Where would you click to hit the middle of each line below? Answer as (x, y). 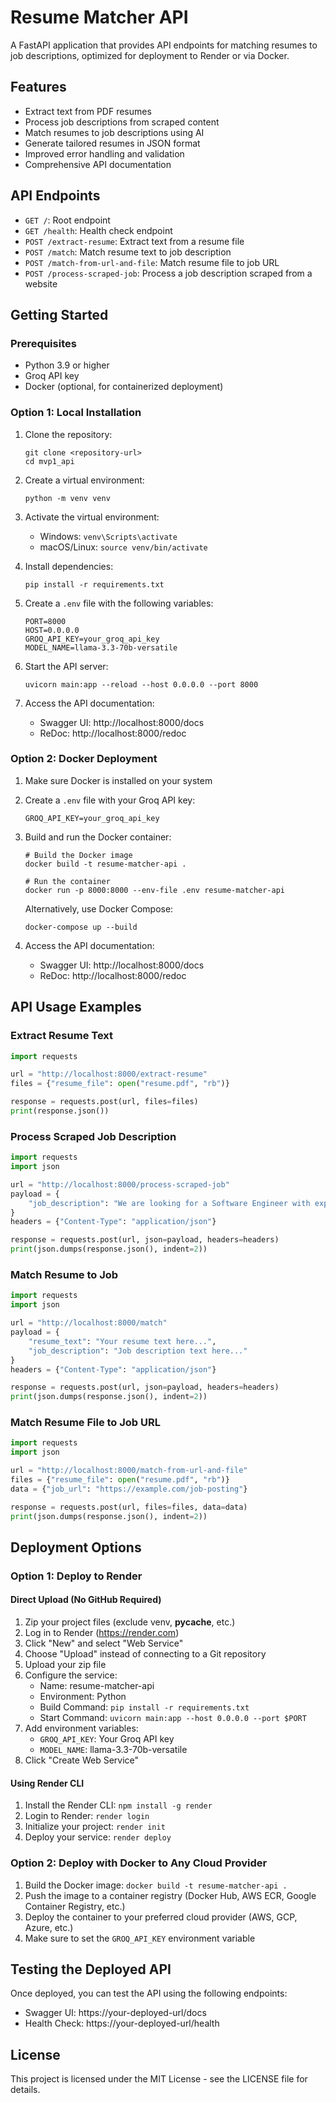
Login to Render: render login (87, 1816)
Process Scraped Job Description (93, 1136)
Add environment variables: (81, 1728)
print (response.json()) (60, 1111)
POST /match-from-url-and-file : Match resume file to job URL (152, 262)
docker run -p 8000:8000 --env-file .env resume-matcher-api (155, 890)
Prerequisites (43, 343)
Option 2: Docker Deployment (84, 759)
